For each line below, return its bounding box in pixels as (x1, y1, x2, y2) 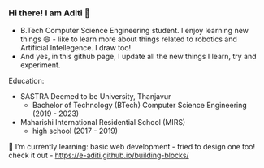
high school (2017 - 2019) (32, 126, 119, 136)
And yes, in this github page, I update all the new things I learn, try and (19, 52, 258, 62)
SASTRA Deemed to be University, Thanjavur (19, 92, 171, 101)
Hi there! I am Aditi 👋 (8, 7, 91, 19)
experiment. (19, 60, 61, 70)
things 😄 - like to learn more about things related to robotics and (19, 34, 238, 44)
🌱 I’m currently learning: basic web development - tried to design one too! (8, 142, 256, 152)
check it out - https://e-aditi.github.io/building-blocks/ (8, 150, 189, 161)
